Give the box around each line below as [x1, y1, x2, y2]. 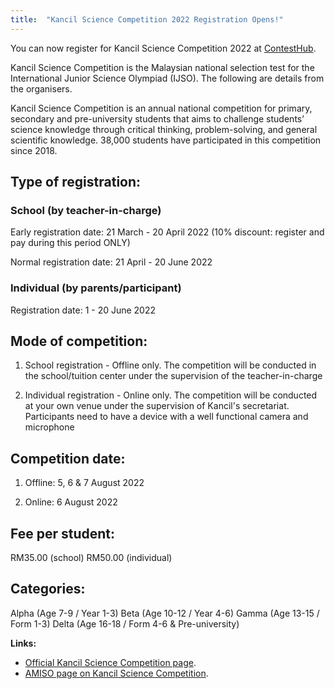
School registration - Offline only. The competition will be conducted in [24, 359, 317, 371]
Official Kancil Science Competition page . [24, 656, 197, 668]
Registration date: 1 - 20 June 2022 [10, 304, 157, 316]
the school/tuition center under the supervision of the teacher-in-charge [24, 370, 323, 382]
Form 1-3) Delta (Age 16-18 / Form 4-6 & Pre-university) [10, 617, 240, 630]
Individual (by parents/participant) [10, 281, 182, 295]
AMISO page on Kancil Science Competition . [24, 667, 209, 679]
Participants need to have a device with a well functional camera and [24, 411, 309, 423]
